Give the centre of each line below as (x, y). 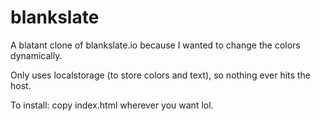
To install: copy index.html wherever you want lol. (112, 105)
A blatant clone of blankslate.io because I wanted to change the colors (155, 45)
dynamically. (36, 55)
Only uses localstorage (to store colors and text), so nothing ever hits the (160, 75)
